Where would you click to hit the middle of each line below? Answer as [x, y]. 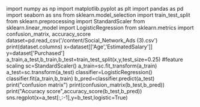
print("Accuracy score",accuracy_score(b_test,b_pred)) [74, 91]
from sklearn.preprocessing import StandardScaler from [76, 21]
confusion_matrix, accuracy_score [49, 34]
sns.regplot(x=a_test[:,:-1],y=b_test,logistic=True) [67, 97]
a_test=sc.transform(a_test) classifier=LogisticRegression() [79, 72]
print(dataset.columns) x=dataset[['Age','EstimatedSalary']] [80, 47]
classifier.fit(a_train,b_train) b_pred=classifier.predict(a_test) [80, 78]
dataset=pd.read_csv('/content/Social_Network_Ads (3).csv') [82, 40]
